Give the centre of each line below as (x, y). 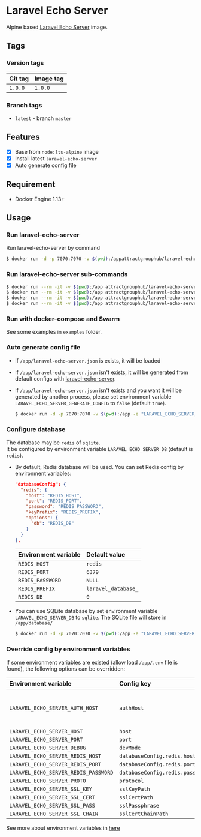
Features (23, 137)
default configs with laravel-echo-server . (65, 378)
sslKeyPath (135, 789)
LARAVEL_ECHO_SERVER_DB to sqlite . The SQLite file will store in (91, 618)
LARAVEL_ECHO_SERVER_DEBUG (48, 748)
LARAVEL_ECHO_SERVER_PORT (46, 739)
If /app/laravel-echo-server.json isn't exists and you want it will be (98, 390)
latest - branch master (43, 118)
